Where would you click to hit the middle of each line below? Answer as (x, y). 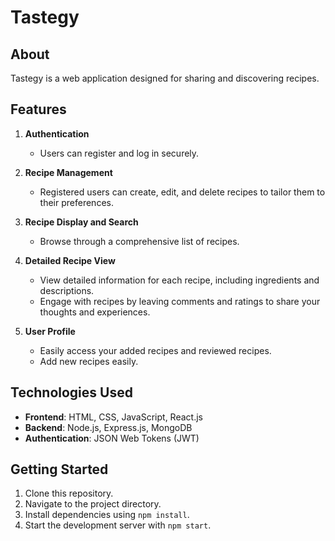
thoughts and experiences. (95, 312)
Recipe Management (68, 172)
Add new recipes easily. (89, 361)
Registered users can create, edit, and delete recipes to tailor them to (182, 192)
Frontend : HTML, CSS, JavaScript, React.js (113, 417)
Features (38, 109)
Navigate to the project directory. (93, 504)
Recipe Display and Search (81, 222)
